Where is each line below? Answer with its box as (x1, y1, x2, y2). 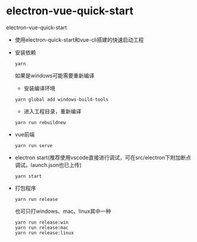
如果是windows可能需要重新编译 (14, 72, 95, 79)
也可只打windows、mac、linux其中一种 (14, 207, 111, 215)
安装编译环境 (23, 85, 55, 92)
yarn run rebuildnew (14, 119, 66, 126)
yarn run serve (14, 142, 53, 148)
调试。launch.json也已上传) (14, 161, 82, 168)
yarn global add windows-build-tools (14, 97, 109, 103)
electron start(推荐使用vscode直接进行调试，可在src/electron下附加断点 (14, 154, 192, 161)
